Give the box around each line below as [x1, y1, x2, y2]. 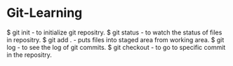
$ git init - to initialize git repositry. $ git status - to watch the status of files [6, 28, 222, 37]
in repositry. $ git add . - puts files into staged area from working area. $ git [6, 35, 225, 44]
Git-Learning [6, 5, 83, 21]
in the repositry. [6, 51, 52, 59]
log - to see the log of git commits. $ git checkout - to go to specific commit [6, 43, 226, 51]
